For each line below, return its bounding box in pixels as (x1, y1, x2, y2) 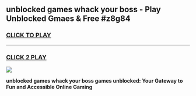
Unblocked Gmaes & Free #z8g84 (6, 14, 131, 24)
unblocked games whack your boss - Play (6, 5, 162, 15)
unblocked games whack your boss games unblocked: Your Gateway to (6, 77, 183, 84)
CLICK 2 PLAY (6, 53, 47, 61)
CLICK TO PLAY (6, 31, 51, 40)
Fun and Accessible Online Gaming (6, 83, 93, 90)
